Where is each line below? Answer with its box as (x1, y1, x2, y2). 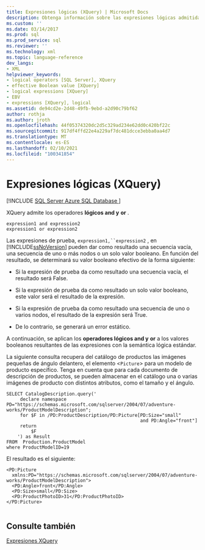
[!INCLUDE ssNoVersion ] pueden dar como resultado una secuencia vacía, (6, 244, 193, 251)
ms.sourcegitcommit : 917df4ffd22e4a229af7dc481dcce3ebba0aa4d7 (6, 128, 171, 134)
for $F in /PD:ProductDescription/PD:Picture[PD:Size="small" (20, 413, 182, 419)
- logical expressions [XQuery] (6, 89, 88, 95)
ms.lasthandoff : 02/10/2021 (6, 145, 78, 151)
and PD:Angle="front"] (140, 418, 198, 424)
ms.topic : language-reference (6, 54, 84, 60)
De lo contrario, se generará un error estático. (15, 323, 131, 330)
